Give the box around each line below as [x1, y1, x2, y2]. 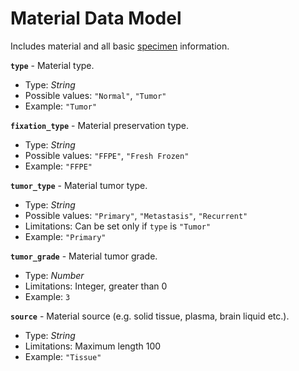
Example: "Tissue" [24, 350, 102, 362]
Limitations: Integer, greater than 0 [24, 280, 168, 292]
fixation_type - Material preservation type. [10, 119, 190, 131]
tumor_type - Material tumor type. [10, 179, 148, 191]
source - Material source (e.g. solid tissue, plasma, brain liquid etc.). [10, 310, 290, 322]
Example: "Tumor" [24, 100, 98, 112]
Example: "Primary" [24, 230, 107, 242]
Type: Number [24, 269, 85, 281]
